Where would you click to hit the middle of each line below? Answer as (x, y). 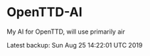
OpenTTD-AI (44, 12)
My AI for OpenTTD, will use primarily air (66, 31)
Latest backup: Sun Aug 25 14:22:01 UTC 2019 (75, 45)
